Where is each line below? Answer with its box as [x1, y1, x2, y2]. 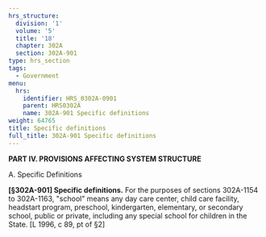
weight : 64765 [8, 117, 56, 125]
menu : [8, 79, 27, 87]
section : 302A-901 [15, 49, 78, 57]
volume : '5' [15, 27, 56, 35]
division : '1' [15, 19, 63, 27]
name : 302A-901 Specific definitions [23, 110, 150, 118]
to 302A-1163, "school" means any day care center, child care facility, [8, 193, 239, 203]
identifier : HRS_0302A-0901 [23, 94, 117, 102]
